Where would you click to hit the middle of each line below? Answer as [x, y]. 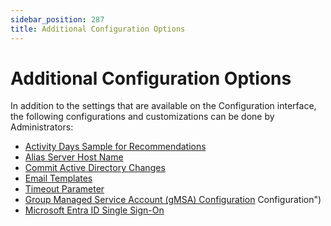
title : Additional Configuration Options [98, 29]
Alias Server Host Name [74, 157]
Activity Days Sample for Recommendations [115, 147]
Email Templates [58, 178]
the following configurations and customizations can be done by [142, 117]
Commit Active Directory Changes [95, 168]
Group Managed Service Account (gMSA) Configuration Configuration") [173, 200]
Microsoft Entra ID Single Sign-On [94, 210]
